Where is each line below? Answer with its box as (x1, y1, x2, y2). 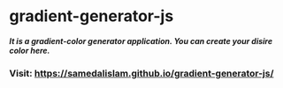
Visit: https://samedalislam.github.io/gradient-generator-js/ (9, 68, 274, 80)
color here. (9, 45, 50, 55)
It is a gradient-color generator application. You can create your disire (9, 35, 272, 46)
